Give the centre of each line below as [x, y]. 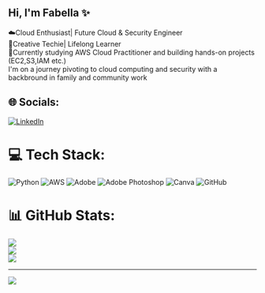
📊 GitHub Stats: [62, 215]
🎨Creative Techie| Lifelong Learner [65, 43]
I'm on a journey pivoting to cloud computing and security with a [113, 69]
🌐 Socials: [34, 102]
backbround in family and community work [78, 77]
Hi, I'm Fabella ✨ [49, 13]
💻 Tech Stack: [57, 154]
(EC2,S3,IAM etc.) [37, 60]
